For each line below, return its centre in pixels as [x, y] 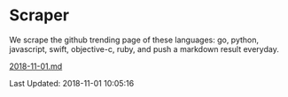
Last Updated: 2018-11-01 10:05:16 [72, 83]
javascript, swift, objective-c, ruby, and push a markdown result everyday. [144, 48]
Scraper [39, 15]
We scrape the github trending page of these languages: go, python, [134, 40]
